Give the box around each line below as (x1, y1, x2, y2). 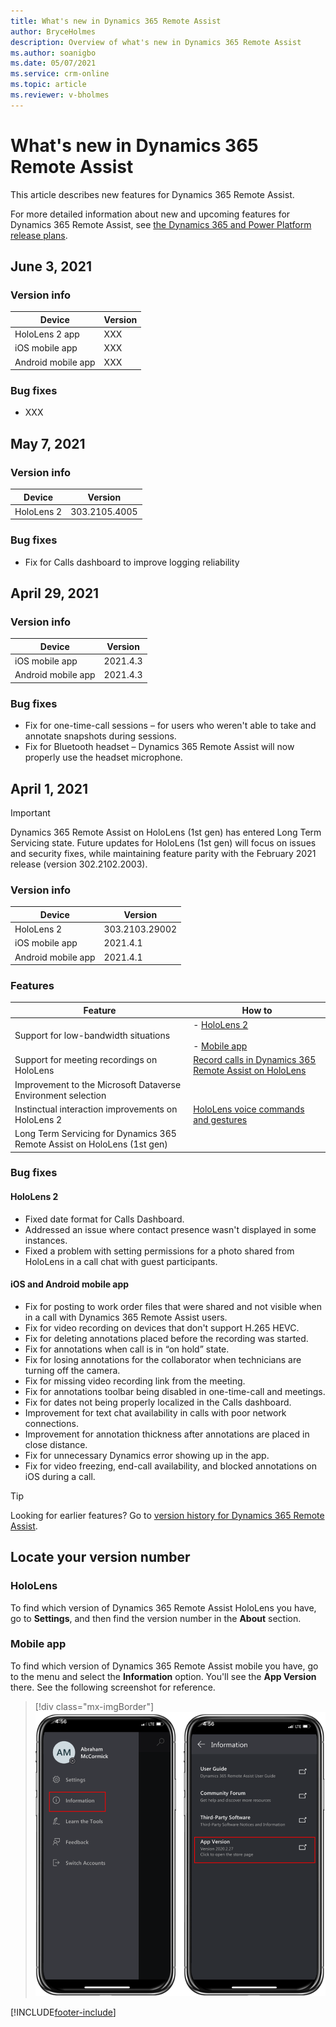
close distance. (24, 1438, 88, 1450)
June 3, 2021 (10, 258, 93, 275)
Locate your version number (10, 1549, 191, 1566)
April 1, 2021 (10, 780, 88, 797)
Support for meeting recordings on (14, 1054, 158, 1066)
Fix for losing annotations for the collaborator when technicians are (24, 1353, 302, 1365)
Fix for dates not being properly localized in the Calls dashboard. (24, 1396, 292, 1408)
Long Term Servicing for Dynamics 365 (14, 1128, 177, 1140)
